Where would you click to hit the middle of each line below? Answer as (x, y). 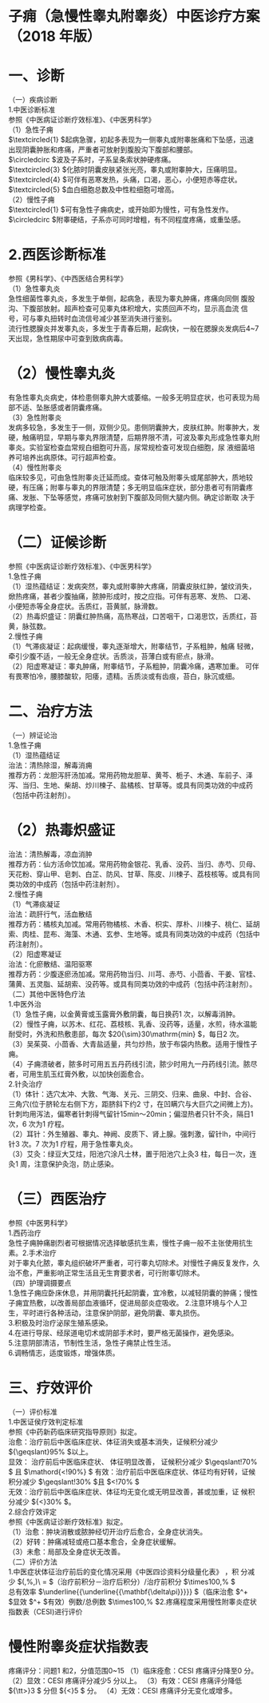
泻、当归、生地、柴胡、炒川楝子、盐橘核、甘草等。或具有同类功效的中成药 (131, 785)
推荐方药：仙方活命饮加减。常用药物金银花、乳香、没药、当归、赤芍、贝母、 (134, 863)
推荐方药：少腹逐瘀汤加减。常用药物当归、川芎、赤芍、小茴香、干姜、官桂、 (134, 974)
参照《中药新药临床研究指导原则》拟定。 (75, 1431)
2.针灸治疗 (26, 1083)
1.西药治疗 (25, 1233)
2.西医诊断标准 (57, 255)
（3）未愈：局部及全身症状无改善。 (67, 1551)
